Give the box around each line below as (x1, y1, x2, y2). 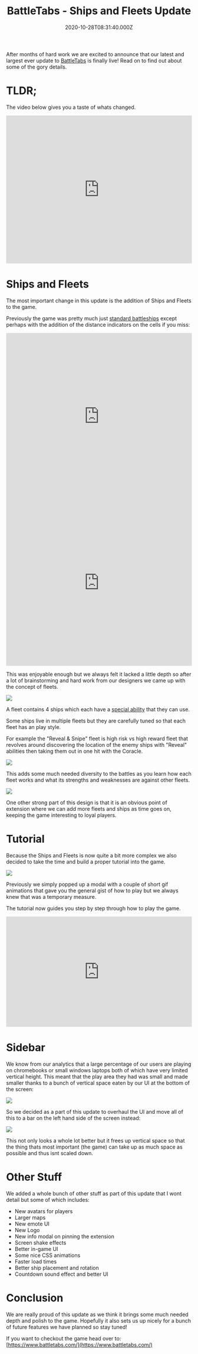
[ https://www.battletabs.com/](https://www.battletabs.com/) (6, 1341, 153, 1348)
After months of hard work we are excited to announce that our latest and (6, 50, 184, 57)
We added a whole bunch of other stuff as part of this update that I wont (6, 1189, 181, 1197)
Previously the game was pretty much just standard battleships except (6, 315, 177, 322)
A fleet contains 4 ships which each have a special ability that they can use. (6, 705, 190, 713)
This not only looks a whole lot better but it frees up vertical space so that (6, 1137, 185, 1144)
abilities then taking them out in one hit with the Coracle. (6, 747, 143, 755)
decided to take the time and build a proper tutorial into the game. (6, 858, 166, 865)
